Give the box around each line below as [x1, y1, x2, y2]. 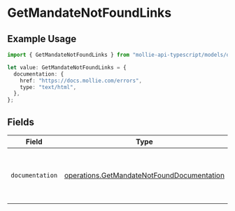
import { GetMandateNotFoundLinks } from [7, 51, 130, 58]
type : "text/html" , [20, 83, 77, 90]
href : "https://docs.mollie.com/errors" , [20, 77, 142, 84]
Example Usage [7, 33, 77, 45]
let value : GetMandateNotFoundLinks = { [7, 64, 127, 71]
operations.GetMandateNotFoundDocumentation [64, 170, 225, 180]
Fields [7, 116, 35, 128]
